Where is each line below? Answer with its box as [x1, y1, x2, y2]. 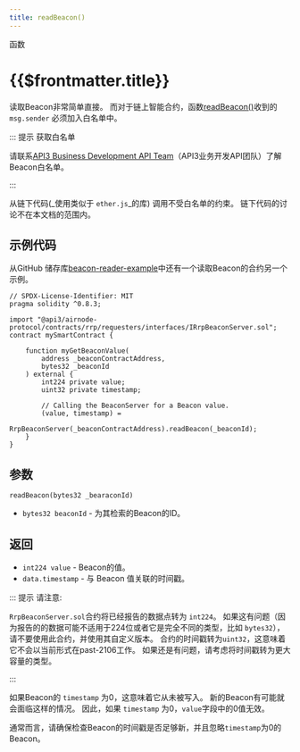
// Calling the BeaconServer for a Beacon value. [41, 401, 229, 411]
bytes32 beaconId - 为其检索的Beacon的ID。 [21, 508, 186, 519]
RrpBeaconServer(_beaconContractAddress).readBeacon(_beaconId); [9, 425, 257, 434]
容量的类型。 [9, 656, 56, 666]
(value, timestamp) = [41, 409, 122, 418]
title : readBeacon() [9, 13, 87, 22]
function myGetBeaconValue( [25, 347, 129, 355]
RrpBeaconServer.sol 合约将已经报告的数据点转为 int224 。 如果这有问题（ [9, 611, 279, 622]
